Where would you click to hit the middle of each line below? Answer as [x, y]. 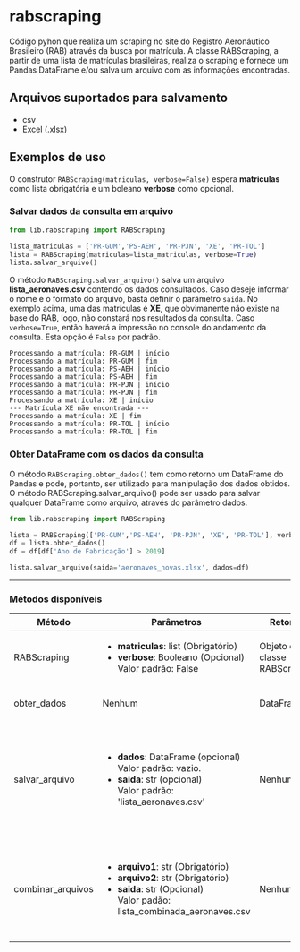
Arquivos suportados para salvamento [118, 98]
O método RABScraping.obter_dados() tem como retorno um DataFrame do [146, 474]
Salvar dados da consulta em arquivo [92, 211]
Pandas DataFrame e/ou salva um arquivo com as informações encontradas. [150, 70]
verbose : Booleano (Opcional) [181, 657]
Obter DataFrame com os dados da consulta [106, 454]
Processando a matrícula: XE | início [81, 400]
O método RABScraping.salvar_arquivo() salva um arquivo [117, 280]
